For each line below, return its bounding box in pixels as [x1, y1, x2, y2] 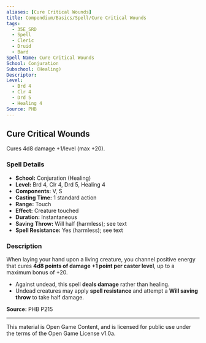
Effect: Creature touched [15, 207, 79, 214]
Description [6, 242, 42, 250]
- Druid [12, 44, 32, 50]
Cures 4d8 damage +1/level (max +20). [6, 145, 105, 152]
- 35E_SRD [12, 26, 37, 33]
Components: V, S [15, 187, 63, 195]
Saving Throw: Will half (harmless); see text [15, 220, 127, 227]
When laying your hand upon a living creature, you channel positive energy [6, 255, 196, 263]
